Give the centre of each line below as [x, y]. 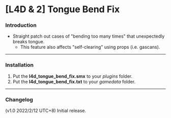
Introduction [21, 25]
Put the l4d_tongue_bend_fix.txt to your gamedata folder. [74, 81]
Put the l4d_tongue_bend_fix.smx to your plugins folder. [73, 76]
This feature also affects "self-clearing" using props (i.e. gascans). [90, 47]
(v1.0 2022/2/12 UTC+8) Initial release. [46, 111]
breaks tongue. [28, 42]
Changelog [19, 99]
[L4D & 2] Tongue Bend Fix [63, 9]
